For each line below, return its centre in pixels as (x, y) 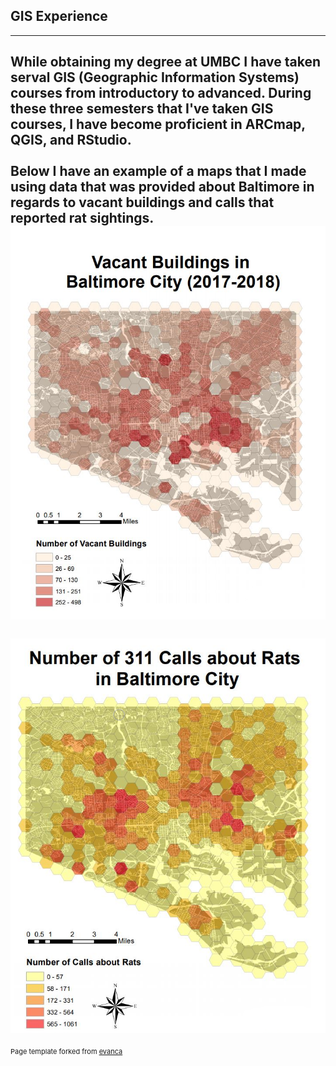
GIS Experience (59, 16)
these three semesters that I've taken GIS (142, 109)
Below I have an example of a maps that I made (158, 171)
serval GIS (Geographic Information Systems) (155, 77)
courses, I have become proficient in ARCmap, (158, 124)
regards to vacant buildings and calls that (142, 202)
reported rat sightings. (82, 218)
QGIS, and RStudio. (71, 140)
